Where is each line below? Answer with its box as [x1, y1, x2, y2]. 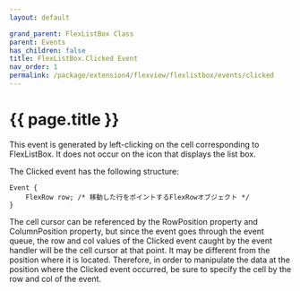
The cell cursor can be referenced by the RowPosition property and [9, 216, 258, 227]
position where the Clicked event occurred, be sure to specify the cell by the [9, 263, 292, 274]
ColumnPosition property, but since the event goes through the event [9, 226, 264, 236]
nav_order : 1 [9, 63, 58, 72]
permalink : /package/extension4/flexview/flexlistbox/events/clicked [9, 71, 275, 81]
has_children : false [9, 46, 87, 55]
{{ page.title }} [9, 109, 120, 130]
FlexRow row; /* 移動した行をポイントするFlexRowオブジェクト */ [25, 193, 250, 201]
